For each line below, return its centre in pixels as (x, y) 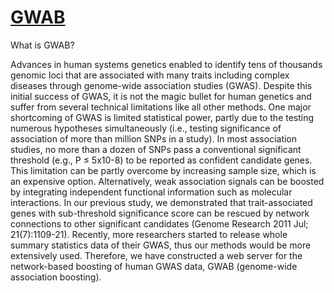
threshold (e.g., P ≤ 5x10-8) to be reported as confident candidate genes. (161, 160)
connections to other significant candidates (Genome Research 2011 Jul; (159, 223)
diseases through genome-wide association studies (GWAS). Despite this (161, 85)
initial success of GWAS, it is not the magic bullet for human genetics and (161, 96)
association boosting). (56, 277)
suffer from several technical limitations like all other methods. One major (161, 107)
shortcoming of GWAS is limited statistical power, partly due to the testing (162, 117)
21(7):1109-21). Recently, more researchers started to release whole (149, 234)
